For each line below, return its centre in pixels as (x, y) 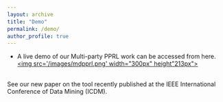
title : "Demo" (27, 22)
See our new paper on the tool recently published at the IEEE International (111, 84)
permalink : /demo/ (33, 29)
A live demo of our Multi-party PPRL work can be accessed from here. (116, 56)
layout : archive (30, 14)
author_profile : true (38, 36)
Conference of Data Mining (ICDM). (57, 92)
